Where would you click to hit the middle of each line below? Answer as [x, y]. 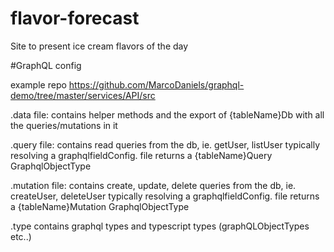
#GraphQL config [46, 65]
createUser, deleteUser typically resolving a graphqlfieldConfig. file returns [165, 196]
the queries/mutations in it [64, 125]
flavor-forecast [75, 18]
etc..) [21, 236]
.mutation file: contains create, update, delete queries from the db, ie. [153, 185]
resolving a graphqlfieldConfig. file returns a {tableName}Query [141, 155]
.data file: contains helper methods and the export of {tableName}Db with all [167, 114]
